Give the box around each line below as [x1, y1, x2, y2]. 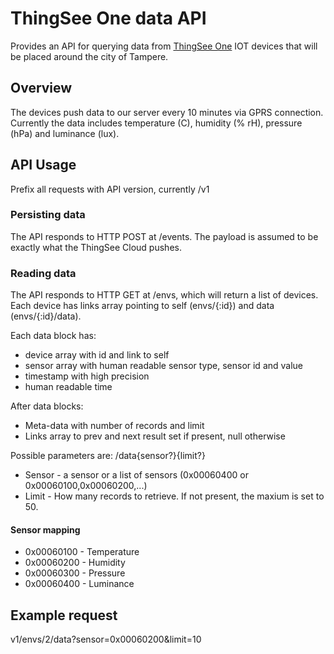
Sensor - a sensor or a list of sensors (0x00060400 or [24, 469, 249, 481]
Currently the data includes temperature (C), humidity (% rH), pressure [10, 117, 303, 129]
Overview [10, 80, 73, 97]
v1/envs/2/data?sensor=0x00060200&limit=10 [10, 633, 202, 646]
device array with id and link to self [24, 349, 170, 361]
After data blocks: [10, 400, 84, 412]
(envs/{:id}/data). [10, 310, 82, 322]
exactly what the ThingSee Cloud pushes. [10, 241, 182, 253]
